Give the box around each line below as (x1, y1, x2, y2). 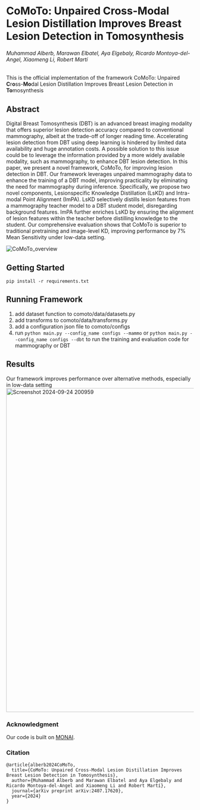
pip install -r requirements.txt (6, 279, 89, 284)
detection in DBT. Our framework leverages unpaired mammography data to (6, 171, 192, 178)
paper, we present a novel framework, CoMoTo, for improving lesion (6, 164, 173, 171)
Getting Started (6, 262, 65, 273)
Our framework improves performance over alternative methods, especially (6, 375, 191, 382)
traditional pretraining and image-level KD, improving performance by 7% (6, 227, 186, 234)
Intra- (176, 189, 190, 197)
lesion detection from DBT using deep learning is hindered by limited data (6, 139, 186, 146)
